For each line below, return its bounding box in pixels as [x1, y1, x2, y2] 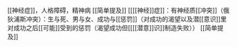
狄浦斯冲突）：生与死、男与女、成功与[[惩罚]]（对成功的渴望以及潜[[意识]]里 [7, 15, 227, 23]
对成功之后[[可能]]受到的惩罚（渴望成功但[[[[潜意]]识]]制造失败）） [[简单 [7, 24, 218, 32]
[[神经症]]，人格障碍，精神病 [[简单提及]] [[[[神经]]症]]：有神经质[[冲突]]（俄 [7, 6, 230, 14]
